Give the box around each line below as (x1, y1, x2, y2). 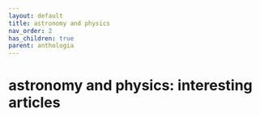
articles (8, 93, 61, 112)
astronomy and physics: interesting (8, 77, 253, 95)
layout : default (8, 11, 63, 20)
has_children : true (8, 34, 75, 43)
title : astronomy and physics (8, 19, 111, 27)
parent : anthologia (8, 42, 75, 50)
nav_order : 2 (8, 27, 53, 35)
